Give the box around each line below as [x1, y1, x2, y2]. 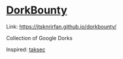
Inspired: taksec [6, 45, 46, 53]
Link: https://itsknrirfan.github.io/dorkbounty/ [6, 23, 117, 30]
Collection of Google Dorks [6, 34, 73, 41]
